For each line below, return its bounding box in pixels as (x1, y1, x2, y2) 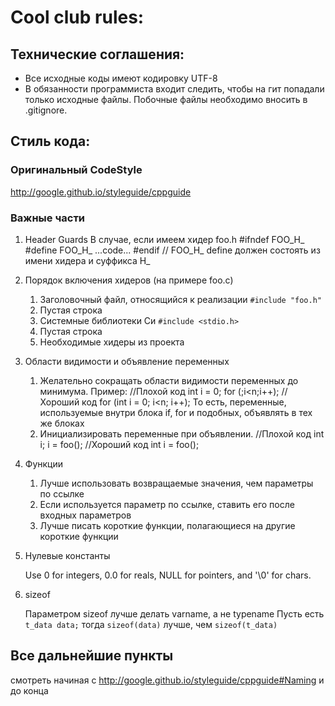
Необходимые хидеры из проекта (39, 336, 185, 348)
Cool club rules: (10, 6, 145, 29)
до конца (10, 684, 49, 696)
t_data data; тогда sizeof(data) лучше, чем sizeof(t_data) (24, 618, 278, 630)
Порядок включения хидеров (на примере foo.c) (24, 274, 234, 286)
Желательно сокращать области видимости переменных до (39, 374, 299, 386)
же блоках (39, 417, 85, 429)
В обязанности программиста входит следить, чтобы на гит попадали (24, 83, 325, 95)
